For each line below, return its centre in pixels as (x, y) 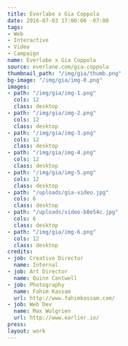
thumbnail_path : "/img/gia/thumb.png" (64, 73)
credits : (20, 252)
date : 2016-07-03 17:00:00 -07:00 (58, 21)
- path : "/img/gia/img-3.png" (52, 133)
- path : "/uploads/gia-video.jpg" (58, 193)
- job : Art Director (38, 271)
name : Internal (36, 265)
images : (19, 87)
